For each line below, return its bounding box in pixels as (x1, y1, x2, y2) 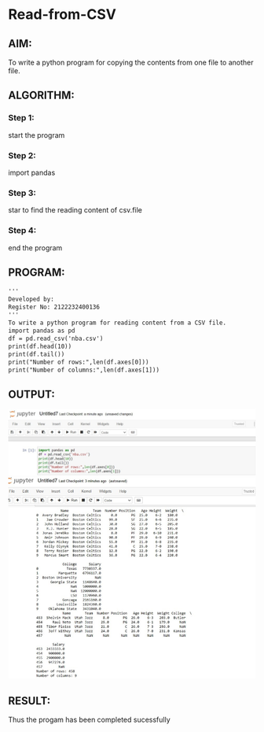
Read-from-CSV (8, 6, 116, 24)
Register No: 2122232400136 (8, 303, 101, 312)
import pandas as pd (8, 327, 76, 335)
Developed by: (8, 295, 55, 304)
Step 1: (8, 113, 35, 124)
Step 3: (8, 187, 37, 198)
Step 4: (8, 225, 37, 236)
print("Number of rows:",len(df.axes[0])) (8, 358, 149, 367)
